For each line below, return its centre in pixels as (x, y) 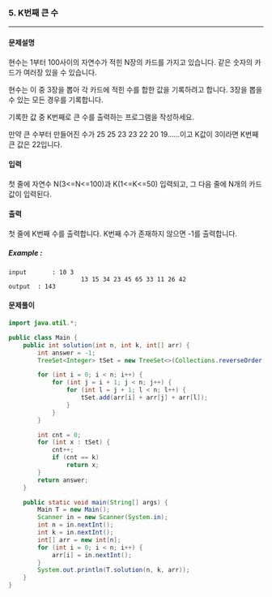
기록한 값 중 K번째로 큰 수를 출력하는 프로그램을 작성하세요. (101, 117)
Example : (25, 252)
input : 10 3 (41, 272)
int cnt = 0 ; (59, 435)
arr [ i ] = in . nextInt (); (91, 555)
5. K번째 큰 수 (34, 12)
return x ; (83, 465)
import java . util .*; (43, 323)
